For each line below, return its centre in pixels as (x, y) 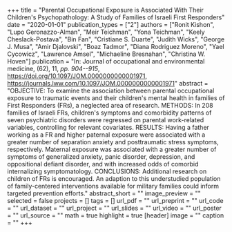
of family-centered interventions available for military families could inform (113, 186)
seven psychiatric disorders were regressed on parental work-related (106, 120)
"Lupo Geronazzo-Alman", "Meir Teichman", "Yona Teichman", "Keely (106, 32)
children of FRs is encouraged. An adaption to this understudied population (114, 178)
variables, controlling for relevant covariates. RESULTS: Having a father (108, 127)
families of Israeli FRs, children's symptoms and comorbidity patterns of (109, 113)
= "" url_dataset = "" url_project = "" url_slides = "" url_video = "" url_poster (115, 208)
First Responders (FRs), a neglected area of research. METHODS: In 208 (110, 105)
